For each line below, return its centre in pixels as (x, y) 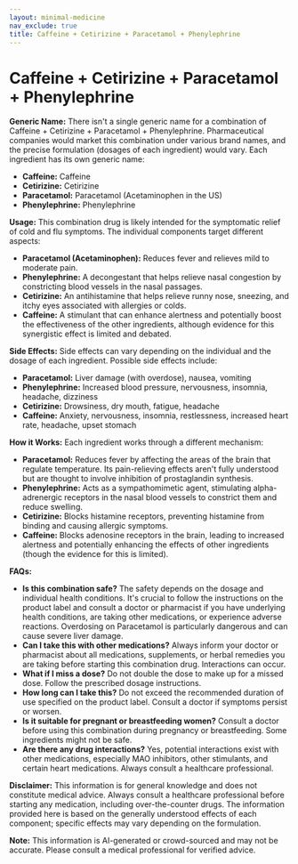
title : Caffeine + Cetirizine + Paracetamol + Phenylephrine (125, 34)
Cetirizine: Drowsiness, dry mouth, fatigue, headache (121, 407)
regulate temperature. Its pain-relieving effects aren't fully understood (150, 469)
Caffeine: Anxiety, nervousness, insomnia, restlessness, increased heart (155, 416)
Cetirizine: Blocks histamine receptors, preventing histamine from (143, 516)
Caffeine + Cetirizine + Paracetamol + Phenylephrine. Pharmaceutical (137, 131)
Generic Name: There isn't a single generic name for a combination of (138, 122)
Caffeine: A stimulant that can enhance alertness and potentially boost (152, 315)
